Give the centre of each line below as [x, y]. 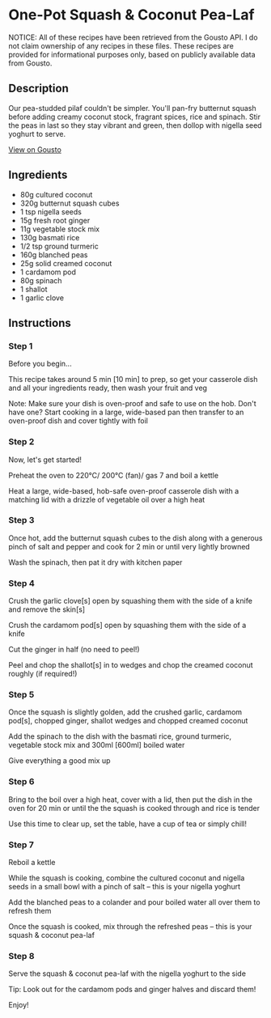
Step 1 [21, 346]
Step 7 [21, 845]
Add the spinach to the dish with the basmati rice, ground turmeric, [120, 736]
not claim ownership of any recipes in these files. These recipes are [121, 45]
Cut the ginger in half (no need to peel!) [74, 650]
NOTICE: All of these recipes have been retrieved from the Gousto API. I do [133, 37]
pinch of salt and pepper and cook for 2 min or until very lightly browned [129, 546]
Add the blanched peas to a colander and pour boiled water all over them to [134, 902]
